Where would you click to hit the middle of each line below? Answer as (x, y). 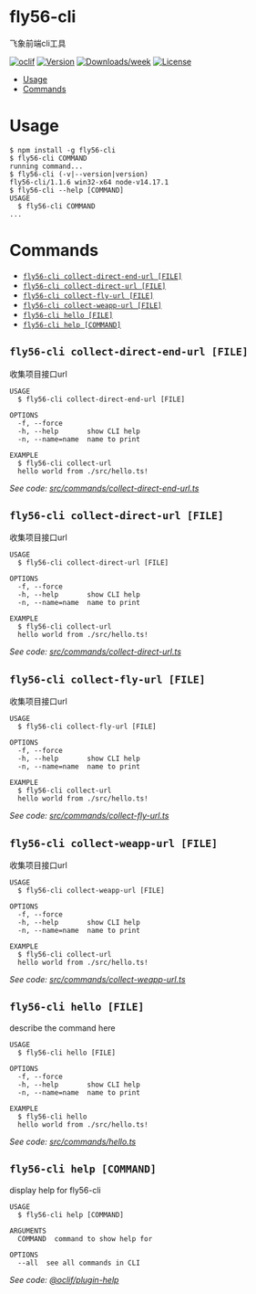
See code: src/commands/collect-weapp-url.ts (97, 980)
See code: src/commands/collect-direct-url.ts (96, 652)
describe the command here (62, 1028)
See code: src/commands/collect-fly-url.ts (89, 816)
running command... (46, 166)
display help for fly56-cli (56, 1190)
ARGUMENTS (28, 1231)
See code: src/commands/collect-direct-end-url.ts (104, 488)
